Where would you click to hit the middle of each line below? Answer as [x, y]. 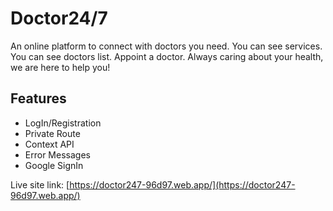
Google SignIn [54, 165]
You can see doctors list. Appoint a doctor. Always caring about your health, [167, 56]
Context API [49, 144]
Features [38, 98]
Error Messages [57, 154]
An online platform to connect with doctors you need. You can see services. [166, 46]
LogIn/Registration [63, 123]
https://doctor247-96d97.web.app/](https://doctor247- [182, 184]
